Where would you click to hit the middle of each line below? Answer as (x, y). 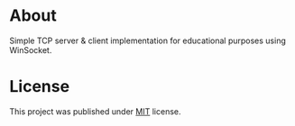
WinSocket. (31, 49)
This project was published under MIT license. (95, 111)
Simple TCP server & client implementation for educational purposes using (147, 40)
